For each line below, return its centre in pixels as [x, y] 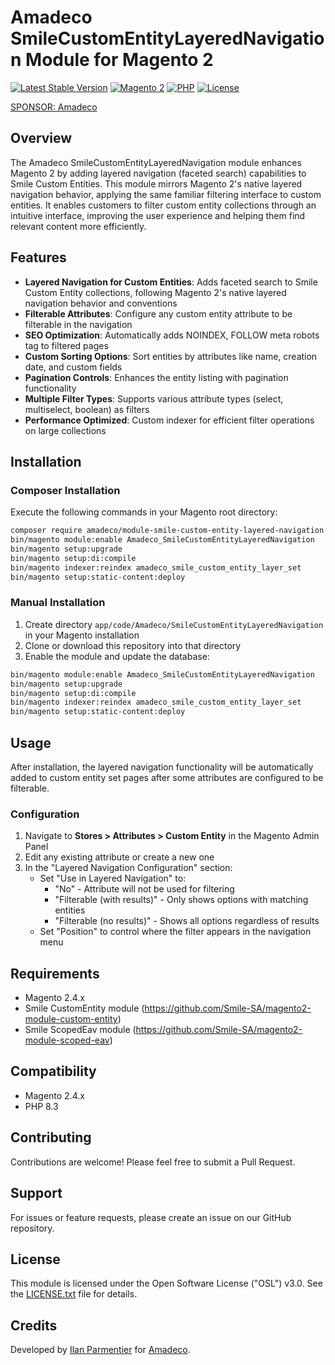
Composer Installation [65, 490]
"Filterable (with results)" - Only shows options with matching [181, 900]
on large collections [65, 430]
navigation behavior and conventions [101, 303]
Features [38, 257]
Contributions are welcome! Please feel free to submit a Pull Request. [153, 1162]
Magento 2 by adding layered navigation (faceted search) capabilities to [158, 173]
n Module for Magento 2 [112, 60]
